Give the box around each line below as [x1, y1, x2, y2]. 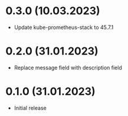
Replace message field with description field [14, 64, 122, 71]
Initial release [14, 104, 47, 111]
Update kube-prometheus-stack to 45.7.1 [14, 24, 114, 31]
